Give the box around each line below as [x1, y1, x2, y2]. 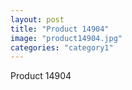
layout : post [10, 14, 65, 25]
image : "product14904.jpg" [10, 33, 123, 43]
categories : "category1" [10, 42, 114, 53]
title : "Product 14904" [10, 24, 110, 34]
